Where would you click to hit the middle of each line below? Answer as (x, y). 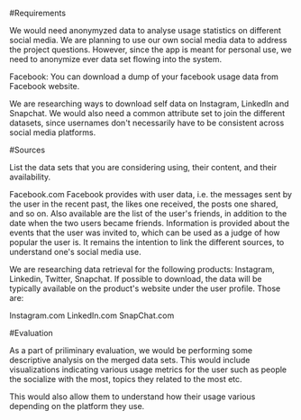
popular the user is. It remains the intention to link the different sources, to (147, 242)
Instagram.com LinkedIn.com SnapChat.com (92, 315)
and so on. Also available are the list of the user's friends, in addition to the (148, 214)
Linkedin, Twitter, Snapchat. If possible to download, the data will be (136, 279)
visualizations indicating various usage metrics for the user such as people (148, 370)
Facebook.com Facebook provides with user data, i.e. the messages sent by (151, 194)
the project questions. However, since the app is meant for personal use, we (150, 50)
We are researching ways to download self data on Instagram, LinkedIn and (150, 104)
